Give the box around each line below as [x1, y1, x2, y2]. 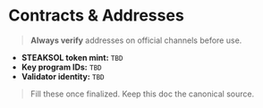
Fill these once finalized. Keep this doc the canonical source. [30, 88, 255, 99]
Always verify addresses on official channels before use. [30, 35, 242, 46]
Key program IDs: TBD [21, 62, 102, 72]
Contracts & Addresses [8, 5, 184, 26]
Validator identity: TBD [21, 71, 105, 81]
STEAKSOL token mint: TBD [21, 52, 123, 62]
